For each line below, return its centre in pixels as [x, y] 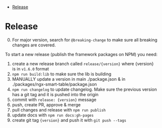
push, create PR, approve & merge [46, 105]
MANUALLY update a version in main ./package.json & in [69, 79]
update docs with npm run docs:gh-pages [53, 115]
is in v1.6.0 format [31, 69]
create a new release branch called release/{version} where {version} [83, 64]
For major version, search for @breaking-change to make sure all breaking [85, 40]
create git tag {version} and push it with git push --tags [69, 120]
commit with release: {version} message [54, 100]
